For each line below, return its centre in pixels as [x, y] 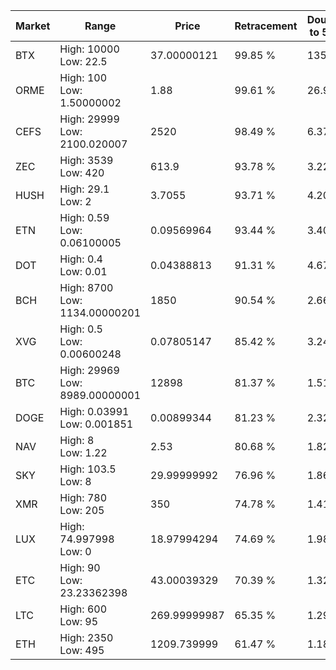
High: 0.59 [84, 217]
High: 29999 [89, 119]
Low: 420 [82, 172]
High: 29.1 [84, 189]
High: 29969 [89, 370]
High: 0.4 [81, 259]
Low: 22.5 [83, 61]
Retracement [266, 26]
